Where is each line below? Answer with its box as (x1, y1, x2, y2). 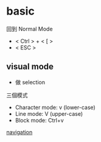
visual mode (6, 62, 54, 72)
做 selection (15, 78, 46, 86)
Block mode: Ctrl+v (15, 116, 64, 124)
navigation (6, 128, 33, 135)
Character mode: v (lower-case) (15, 104, 96, 111)
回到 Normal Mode (6, 25, 53, 32)
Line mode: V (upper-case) (15, 110, 83, 117)
